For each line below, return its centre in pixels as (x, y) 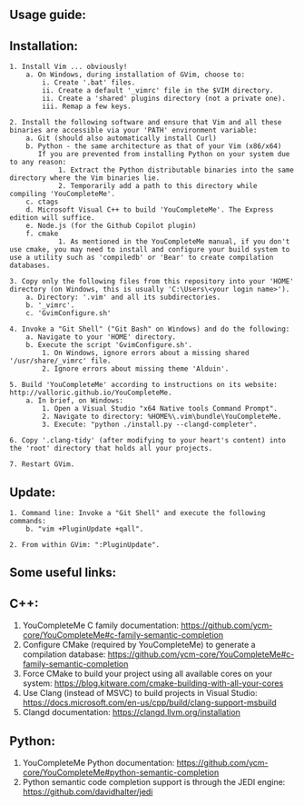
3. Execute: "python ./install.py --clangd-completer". (150, 425)
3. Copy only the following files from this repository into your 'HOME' (152, 282)
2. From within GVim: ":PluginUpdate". (85, 545)
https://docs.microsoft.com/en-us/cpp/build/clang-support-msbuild (149, 702)
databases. (30, 266)
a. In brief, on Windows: (75, 401)
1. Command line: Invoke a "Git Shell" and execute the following (137, 513)
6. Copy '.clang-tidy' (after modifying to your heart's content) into (147, 441)
